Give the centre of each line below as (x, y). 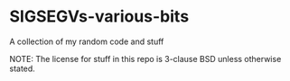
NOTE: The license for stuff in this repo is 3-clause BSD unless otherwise (145, 58)
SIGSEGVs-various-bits (99, 17)
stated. (23, 68)
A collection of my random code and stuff (87, 41)
